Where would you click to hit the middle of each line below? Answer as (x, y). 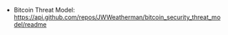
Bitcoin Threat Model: (44, 10)
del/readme (30, 24)
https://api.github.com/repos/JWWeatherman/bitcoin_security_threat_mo (117, 17)
